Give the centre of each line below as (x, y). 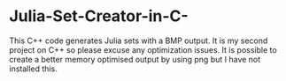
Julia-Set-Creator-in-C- (99, 16)
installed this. (33, 69)
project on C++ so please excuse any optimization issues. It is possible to (143, 49)
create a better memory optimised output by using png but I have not (135, 59)
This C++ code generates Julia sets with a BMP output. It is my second (139, 40)
